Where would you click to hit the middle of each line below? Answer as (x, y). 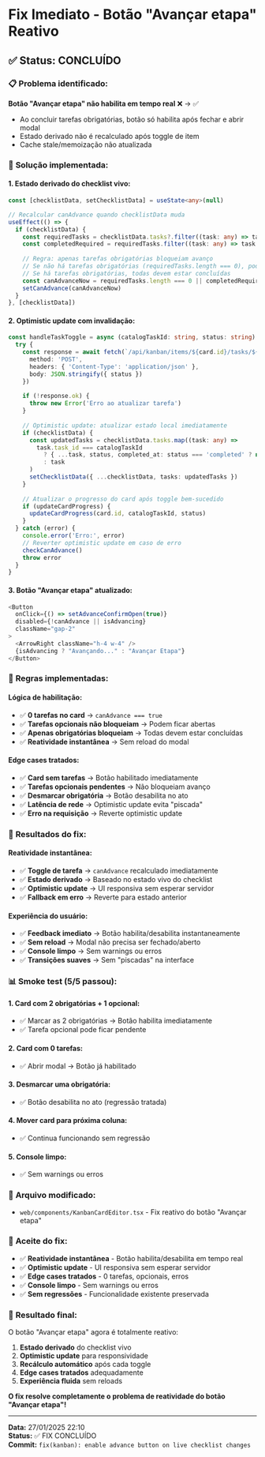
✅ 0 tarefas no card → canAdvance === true (91, 715)
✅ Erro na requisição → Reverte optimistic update (101, 813)
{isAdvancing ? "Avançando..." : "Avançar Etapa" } (100, 651)
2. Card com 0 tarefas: (45, 1048)
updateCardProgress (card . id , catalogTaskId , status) (118, 514)
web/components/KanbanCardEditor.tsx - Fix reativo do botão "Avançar (133, 1212)
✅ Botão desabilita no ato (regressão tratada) (93, 1102)
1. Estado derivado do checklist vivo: (69, 184)
